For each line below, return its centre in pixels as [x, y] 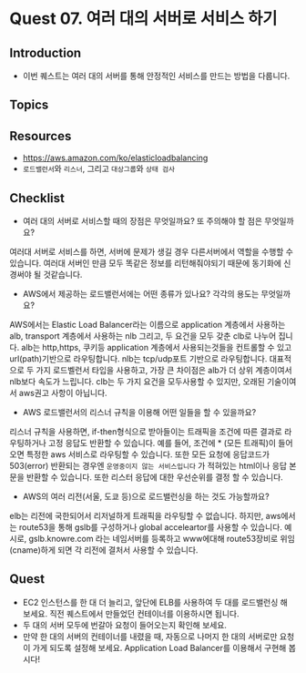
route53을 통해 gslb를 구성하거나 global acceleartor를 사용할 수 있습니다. [150, 527]
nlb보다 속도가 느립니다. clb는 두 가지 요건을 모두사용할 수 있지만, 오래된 [138, 382]
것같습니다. [63, 275]
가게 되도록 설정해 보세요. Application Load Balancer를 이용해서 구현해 [159, 648]
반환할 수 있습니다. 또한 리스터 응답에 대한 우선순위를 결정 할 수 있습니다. [155, 477]
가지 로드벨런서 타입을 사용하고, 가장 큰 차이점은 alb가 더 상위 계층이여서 [164, 371]
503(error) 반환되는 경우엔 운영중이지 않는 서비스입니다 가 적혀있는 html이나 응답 [148, 466]
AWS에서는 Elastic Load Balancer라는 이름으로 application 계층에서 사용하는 [148, 325]
